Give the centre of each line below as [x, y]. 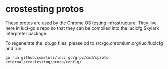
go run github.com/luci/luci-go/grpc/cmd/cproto [57, 57]
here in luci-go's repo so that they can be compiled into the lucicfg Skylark [82, 28]
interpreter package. [26, 33]
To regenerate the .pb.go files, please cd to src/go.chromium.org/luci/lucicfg [84, 43]
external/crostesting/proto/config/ [43, 62]
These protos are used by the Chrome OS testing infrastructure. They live [81, 23]
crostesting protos [45, 9]
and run [13, 48]
